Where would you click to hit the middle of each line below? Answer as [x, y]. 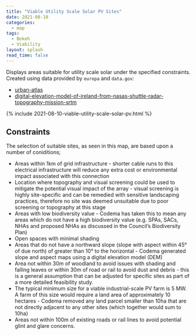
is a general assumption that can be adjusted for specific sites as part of [102, 276]
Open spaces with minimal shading [57, 239]
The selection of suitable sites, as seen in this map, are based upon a [89, 146]
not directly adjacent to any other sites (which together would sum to [98, 307]
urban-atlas [28, 89]
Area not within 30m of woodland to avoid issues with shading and [95, 264]
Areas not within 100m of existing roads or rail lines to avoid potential [98, 320]
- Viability [26, 45]
